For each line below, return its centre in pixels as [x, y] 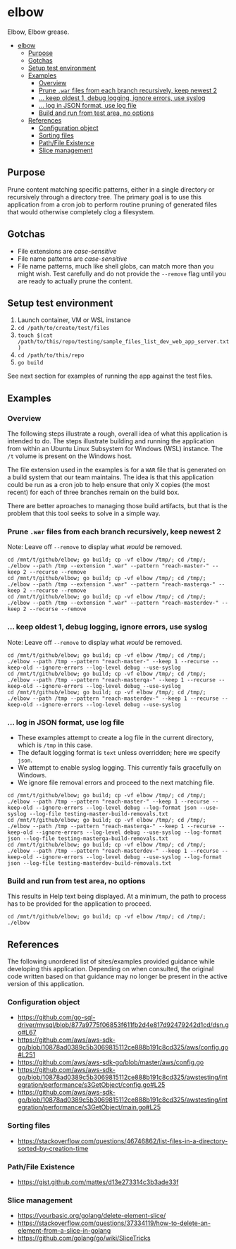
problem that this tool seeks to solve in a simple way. [84, 513]
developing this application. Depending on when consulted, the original [111, 969]
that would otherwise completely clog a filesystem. [81, 211]
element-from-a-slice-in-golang [64, 1231]
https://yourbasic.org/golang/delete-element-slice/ [92, 1216]
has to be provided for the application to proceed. [79, 904]
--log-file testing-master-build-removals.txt [99, 814]
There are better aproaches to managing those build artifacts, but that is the [117, 506]
